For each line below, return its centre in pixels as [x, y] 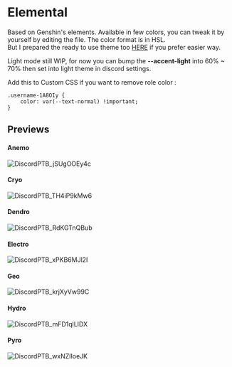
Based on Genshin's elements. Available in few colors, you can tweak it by [116, 32]
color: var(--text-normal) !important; [79, 101]
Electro [18, 244]
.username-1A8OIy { [36, 95]
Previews [28, 130]
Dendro [19, 212]
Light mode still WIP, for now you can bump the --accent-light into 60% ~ [116, 60]
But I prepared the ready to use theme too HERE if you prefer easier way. [114, 47]
